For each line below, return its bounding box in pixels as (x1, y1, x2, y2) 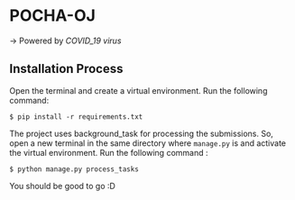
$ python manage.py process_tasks (9, 164, 140, 174)
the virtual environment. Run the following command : (9, 147, 208, 158)
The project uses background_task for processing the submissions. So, (9, 128, 273, 139)
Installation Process (9, 61, 124, 77)
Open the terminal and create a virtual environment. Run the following (9, 85, 268, 95)
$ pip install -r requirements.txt (9, 112, 143, 122)
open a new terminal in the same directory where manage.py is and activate (9, 137, 287, 149)
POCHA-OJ (9, 5, 97, 26)
